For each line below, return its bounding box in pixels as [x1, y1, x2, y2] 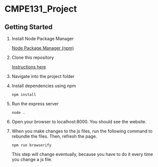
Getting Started [4, 23, 53, 31]
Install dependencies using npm [11, 83, 76, 89]
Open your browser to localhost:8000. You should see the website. [11, 119, 147, 125]
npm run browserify [11, 143, 52, 148]
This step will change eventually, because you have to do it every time [11, 151, 153, 157]
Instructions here [11, 64, 46, 70]
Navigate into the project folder [11, 74, 75, 79]
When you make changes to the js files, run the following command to [11, 128, 153, 134]
